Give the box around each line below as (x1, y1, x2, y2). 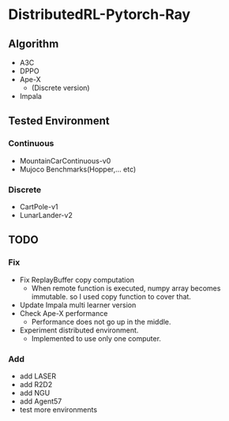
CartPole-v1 (19, 201, 58, 211)
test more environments (19, 404, 97, 414)
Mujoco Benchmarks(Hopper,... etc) (19, 164, 137, 174)
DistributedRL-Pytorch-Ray (8, 6, 191, 24)
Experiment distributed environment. (19, 325, 139, 335)
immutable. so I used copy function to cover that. (31, 291, 192, 301)
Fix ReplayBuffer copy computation (19, 275, 134, 284)
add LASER (19, 371, 57, 381)
